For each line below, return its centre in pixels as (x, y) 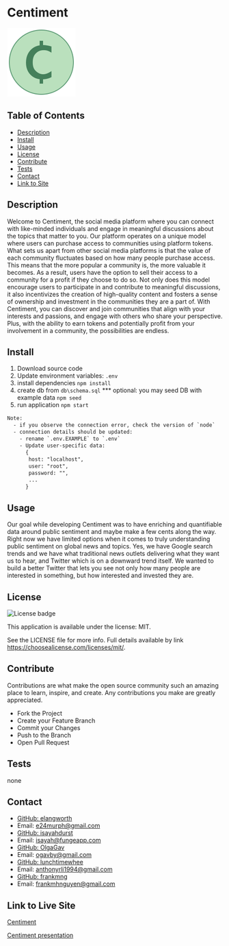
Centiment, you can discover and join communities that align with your (106, 308)
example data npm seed (49, 398)
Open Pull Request (43, 742)
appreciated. (25, 700)
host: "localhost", (56, 460)
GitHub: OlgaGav (41, 847)
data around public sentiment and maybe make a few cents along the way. (112, 532)
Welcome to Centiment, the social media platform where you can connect (110, 221)
